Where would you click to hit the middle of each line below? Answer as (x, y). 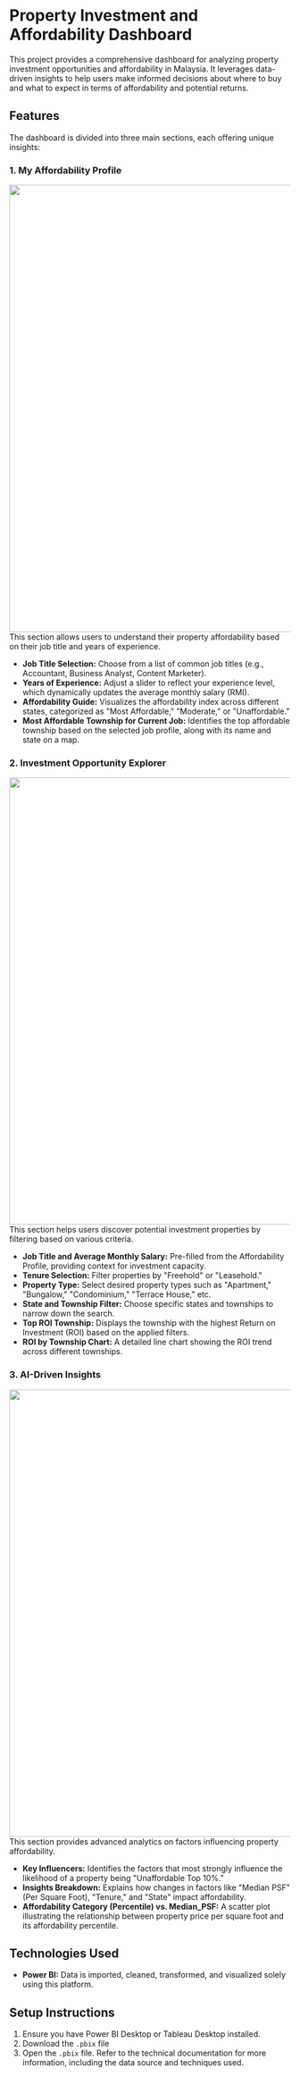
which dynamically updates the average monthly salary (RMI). (136, 692)
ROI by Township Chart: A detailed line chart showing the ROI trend (147, 1342)
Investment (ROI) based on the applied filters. (106, 1333)
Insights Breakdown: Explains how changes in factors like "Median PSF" (156, 1887)
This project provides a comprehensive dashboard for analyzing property (144, 59)
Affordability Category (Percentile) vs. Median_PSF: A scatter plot (146, 1906)
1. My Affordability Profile (66, 170)
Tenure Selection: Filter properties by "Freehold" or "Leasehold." (142, 1276)
